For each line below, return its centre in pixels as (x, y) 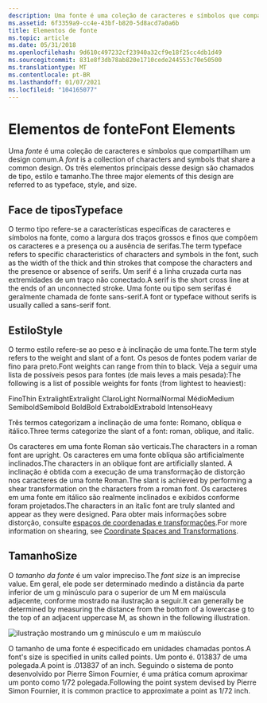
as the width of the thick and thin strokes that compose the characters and (130, 263)
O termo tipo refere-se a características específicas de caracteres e (120, 229)
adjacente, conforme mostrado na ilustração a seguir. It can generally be (126, 600)
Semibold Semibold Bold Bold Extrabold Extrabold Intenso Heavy (110, 407)
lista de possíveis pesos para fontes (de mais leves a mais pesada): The (124, 374)
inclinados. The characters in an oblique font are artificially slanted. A (120, 463)
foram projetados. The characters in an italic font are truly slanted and (122, 506)
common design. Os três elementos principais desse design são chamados (131, 168)
